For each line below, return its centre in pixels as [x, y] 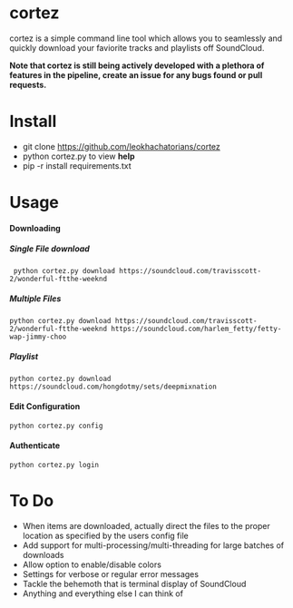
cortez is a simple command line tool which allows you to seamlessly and [146, 38]
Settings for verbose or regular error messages [111, 574]
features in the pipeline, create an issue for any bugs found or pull [136, 74]
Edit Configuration [45, 407]
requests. [28, 84]
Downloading [35, 228]
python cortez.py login [54, 465]
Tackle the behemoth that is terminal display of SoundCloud [134, 583]
